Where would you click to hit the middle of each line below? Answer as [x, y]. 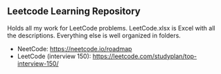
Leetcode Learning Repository [74, 11]
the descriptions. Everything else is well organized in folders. [94, 35]
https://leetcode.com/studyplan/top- [145, 56]
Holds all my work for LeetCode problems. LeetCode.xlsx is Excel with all [111, 28]
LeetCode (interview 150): [54, 56]
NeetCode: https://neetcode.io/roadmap [74, 48]
